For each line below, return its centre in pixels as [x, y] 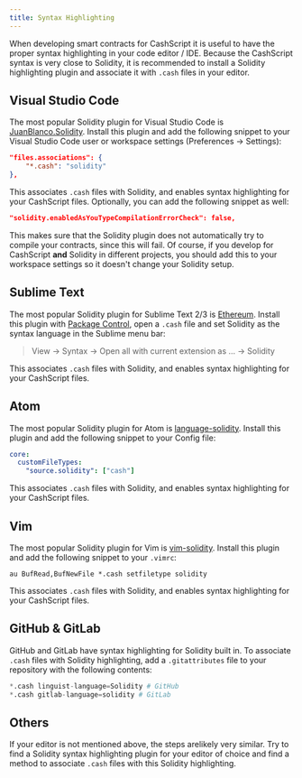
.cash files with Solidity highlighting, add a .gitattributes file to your [138, 660]
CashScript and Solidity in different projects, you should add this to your [143, 255]
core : [19, 454]
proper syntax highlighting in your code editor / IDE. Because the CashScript [151, 53]
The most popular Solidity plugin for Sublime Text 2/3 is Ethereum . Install [145, 314]
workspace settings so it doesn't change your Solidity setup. [122, 264]
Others [29, 722]
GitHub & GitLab [55, 629]
